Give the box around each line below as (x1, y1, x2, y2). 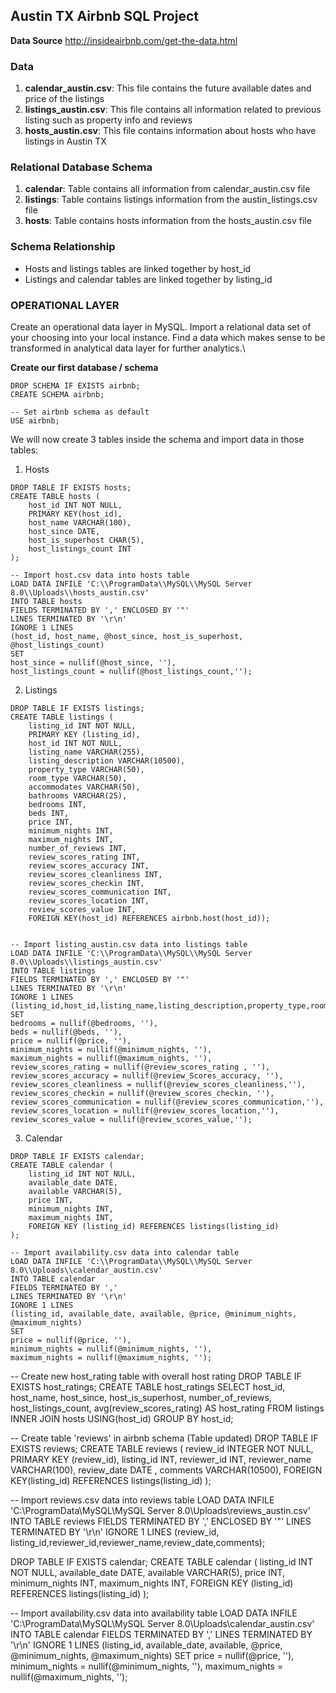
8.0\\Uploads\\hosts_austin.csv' (10, 588, 150, 598)
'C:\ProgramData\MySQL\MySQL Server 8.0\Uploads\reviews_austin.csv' (10, 1505, 311, 1516)
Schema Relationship (10, 240, 116, 254)
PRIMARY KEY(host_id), (28, 509, 123, 519)
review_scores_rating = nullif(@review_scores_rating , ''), (10, 1062, 271, 1072)
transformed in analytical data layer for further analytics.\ (10, 342, 246, 354)
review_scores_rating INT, (28, 852, 141, 862)
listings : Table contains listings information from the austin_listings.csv (24, 194, 318, 206)
